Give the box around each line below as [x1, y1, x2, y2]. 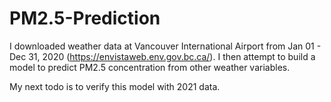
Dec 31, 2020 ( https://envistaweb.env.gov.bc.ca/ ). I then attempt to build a [9, 50, 316, 62]
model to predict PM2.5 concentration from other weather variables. [9, 61, 291, 73]
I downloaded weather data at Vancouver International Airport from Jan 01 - [9, 40, 322, 52]
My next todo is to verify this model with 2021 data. [9, 80, 221, 92]
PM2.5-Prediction [9, 7, 161, 30]
